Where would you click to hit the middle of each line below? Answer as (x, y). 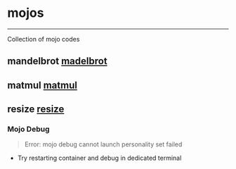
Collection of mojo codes (44, 39)
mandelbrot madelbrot (57, 61)
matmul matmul (42, 85)
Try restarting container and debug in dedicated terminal (99, 158)
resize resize (36, 109)
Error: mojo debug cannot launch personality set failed (103, 144)
